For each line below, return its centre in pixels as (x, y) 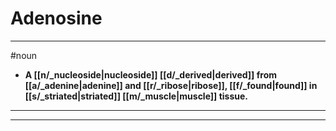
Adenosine (56, 18)
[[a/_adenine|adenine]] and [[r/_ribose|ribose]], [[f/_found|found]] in (171, 85)
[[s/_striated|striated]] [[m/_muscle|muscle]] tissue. (136, 96)
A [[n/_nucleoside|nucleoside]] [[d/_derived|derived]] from (151, 74)
